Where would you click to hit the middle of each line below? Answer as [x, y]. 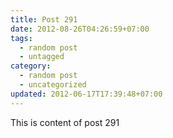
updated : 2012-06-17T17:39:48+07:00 [86, 94]
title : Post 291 [44, 19]
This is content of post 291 [65, 122]
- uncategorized [53, 85]
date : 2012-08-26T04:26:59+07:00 [80, 29]
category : [31, 66]
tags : [21, 38]
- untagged [42, 57]
